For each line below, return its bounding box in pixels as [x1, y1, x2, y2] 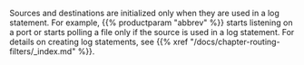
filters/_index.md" [9, 46, 76, 57]
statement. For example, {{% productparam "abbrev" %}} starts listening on [9, 17, 293, 28]
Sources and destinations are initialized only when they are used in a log [9, 8, 279, 18]
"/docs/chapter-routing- [190, 36, 280, 47]
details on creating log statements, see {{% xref [9, 36, 189, 47]
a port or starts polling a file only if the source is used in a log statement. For [9, 27, 295, 37]
